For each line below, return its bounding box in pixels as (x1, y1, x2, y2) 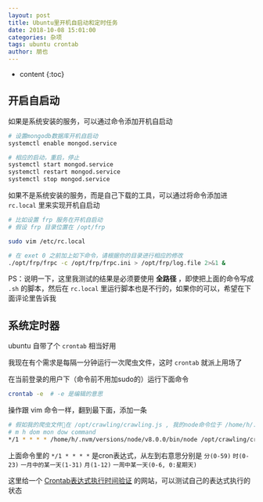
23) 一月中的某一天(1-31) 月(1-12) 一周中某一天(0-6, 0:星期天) (8, 460, 197, 469)
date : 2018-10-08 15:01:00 (8, 26, 96, 34)
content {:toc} (19, 70, 65, 78)
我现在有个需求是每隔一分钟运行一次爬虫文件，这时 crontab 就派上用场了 (8, 358, 243, 367)
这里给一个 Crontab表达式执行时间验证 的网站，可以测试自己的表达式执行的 (8, 475, 250, 485)
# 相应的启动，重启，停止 (8, 154, 80, 162)
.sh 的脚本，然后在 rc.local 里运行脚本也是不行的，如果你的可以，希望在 (8, 284, 245, 293)
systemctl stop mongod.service (8, 176, 110, 184)
